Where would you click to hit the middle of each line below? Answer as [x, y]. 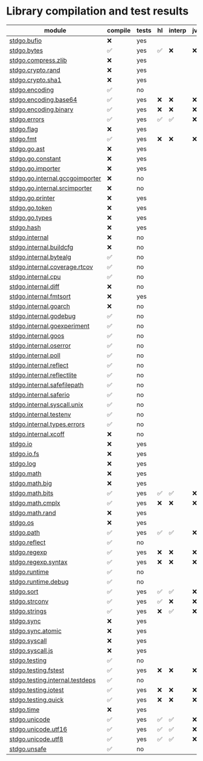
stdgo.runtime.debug [39, 581]
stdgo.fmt [23, 139]
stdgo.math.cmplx [35, 502]
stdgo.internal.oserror [40, 345]
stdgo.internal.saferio [40, 395]
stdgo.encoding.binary [41, 109]
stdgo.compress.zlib [38, 60]
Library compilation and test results [98, 11]
